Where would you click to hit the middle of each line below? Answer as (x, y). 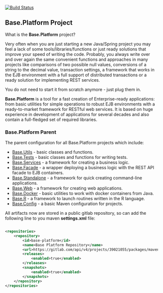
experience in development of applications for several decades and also (77, 114)
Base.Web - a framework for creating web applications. (67, 188)
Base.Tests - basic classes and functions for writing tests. (70, 157)
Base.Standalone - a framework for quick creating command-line (77, 178)
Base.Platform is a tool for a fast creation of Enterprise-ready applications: (80, 99)
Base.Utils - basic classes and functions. (53, 152)
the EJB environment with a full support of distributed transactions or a (76, 75)
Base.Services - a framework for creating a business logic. (71, 162)
